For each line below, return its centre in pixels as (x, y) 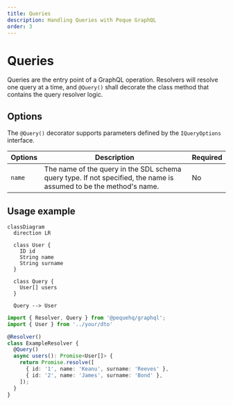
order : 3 (20, 26)
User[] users (38, 287)
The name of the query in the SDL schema (113, 169)
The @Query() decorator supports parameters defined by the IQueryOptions (114, 133)
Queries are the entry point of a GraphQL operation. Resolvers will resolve (113, 80)
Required (207, 158)
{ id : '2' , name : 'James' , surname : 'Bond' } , (94, 375)
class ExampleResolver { (43, 343)
